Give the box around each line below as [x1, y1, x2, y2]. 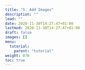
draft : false [5, 30, 32, 35]
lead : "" [5, 16, 23, 21]
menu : [5, 39, 16, 44]
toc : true [5, 58, 26, 63]
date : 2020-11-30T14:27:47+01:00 [5, 21, 74, 26]
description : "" [5, 12, 38, 17]
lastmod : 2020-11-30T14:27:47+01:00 [5, 26, 80, 31]
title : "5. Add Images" [5, 7, 54, 12]
